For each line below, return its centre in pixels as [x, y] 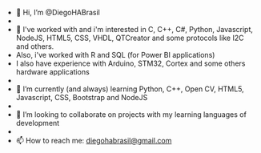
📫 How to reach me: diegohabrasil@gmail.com [94, 141]
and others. [35, 46]
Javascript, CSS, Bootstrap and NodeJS [82, 97]
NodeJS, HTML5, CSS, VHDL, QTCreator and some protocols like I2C [130, 38]
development [38, 123]
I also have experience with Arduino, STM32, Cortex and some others [130, 63]
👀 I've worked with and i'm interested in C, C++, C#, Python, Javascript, [135, 29]
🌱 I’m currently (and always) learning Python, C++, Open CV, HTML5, [130, 89]
